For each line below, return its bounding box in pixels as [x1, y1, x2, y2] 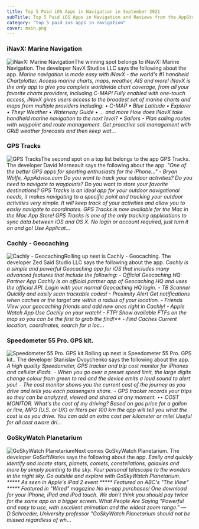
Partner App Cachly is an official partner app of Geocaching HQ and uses [6, 278, 188, 285]
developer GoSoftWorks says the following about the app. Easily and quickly [6, 453, 193, 460]
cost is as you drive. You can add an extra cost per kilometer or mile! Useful [6, 413, 192, 420]
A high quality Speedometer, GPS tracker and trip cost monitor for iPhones [6, 362, 188, 369]
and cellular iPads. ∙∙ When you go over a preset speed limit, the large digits [6, 369, 191, 376]
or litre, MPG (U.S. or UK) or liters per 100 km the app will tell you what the [6, 406, 188, 414]
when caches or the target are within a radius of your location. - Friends [6, 297, 183, 304]
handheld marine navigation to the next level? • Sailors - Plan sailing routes [6, 115, 191, 122]
